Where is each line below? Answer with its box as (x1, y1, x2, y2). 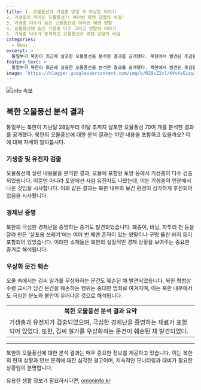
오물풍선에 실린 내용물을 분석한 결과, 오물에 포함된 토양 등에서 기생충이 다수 (6, 170, 182, 177)
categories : (6, 37, 36, 43)
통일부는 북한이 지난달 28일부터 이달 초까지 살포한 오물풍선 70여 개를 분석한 (6, 123, 184, 131)
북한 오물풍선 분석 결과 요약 (64, 307, 137, 315)
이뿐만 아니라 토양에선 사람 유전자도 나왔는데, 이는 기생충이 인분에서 (33, 177, 191, 185)
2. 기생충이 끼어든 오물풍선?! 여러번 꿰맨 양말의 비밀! (6, 14, 124, 20)
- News (11, 43, 28, 49)
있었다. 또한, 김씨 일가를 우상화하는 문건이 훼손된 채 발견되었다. (22, 327, 188, 335)
